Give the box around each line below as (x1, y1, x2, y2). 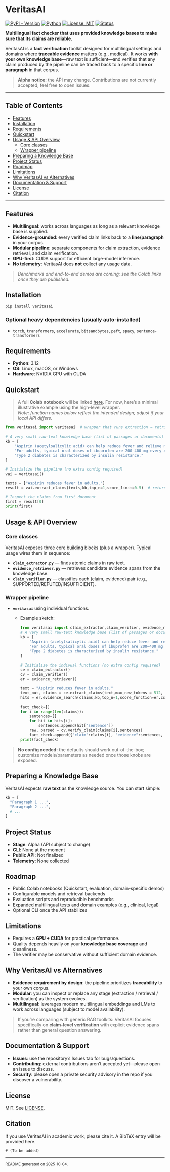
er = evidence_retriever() (20, 677, 77, 682)
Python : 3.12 (12, 360, 39, 366)
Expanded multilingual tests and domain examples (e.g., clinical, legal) (12, 902, 159, 908)
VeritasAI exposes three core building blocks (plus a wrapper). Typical (5, 544, 152, 551)
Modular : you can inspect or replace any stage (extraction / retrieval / (12, 990, 158, 996)
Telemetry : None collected (12, 857, 69, 864)
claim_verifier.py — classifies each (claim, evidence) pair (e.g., (12, 576, 148, 582)
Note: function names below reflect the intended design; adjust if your (17, 410, 164, 416)
